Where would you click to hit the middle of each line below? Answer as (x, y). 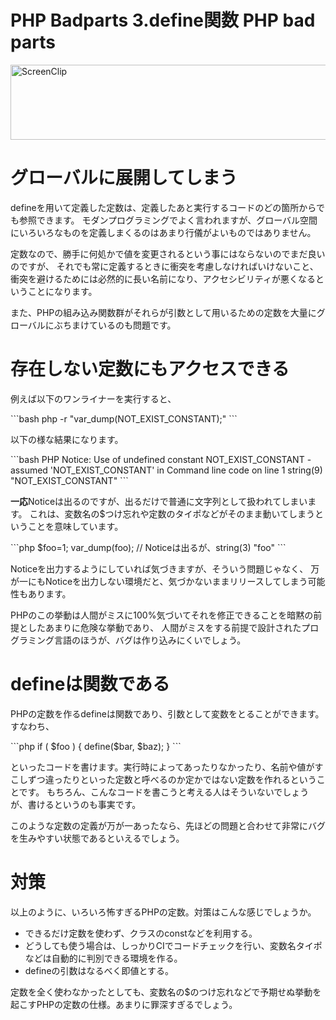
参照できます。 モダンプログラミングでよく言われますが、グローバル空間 (168, 220)
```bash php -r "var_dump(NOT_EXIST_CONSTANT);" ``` (124, 418)
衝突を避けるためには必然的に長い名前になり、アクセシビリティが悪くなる (163, 278)
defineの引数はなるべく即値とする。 (99, 970)
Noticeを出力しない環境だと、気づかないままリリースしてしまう (176, 581)
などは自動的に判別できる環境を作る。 (103, 958)
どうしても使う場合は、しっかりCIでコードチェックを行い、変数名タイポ (173, 945)
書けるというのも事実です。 (84, 804)
